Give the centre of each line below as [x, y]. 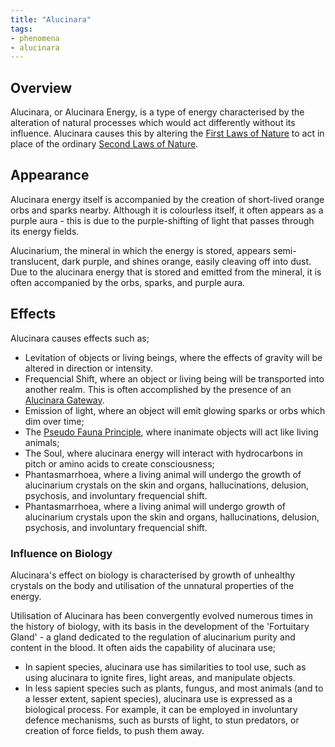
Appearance [50, 175]
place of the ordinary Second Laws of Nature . [104, 144]
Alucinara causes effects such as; [80, 338]
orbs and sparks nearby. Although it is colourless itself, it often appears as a [167, 210]
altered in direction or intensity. [88, 368]
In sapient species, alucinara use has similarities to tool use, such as [165, 667]
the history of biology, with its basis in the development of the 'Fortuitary [160, 626]
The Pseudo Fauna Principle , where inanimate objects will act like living [171, 432]
